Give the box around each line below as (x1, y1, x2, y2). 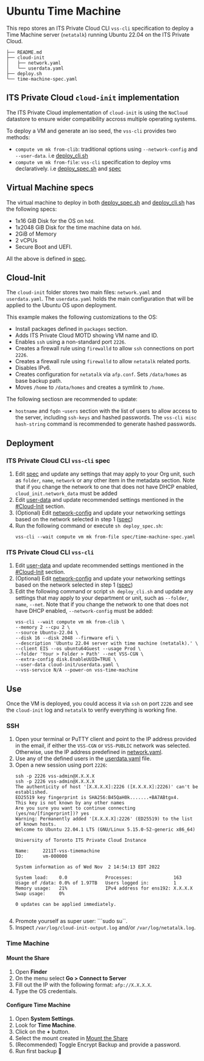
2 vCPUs (15, 236, 38, 244)
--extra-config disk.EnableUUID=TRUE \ (15, 656, 117, 663)
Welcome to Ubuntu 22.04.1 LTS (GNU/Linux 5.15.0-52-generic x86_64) (15, 827, 196, 833)
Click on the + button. (15, 1027, 70, 1035)
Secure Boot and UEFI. (15, 243, 72, 250)
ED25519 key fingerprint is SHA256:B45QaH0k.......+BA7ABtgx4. (15, 795, 180, 801)
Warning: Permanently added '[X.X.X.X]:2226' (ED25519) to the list (15, 816, 193, 822)
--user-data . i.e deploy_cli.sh (15, 151, 88, 159)
